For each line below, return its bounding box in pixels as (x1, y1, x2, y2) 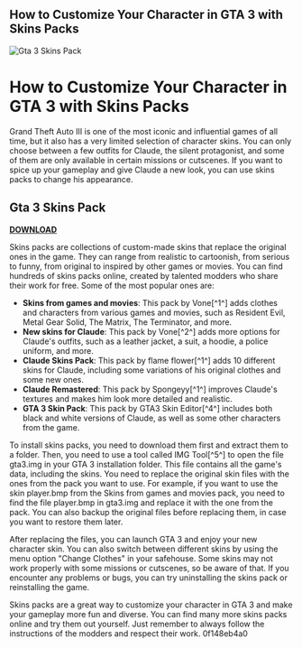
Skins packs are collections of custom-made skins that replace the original (9, 241, 287, 252)
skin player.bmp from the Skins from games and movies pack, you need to (9, 487, 286, 498)
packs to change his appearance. (9, 173, 133, 184)
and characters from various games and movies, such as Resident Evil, (22, 307, 286, 318)
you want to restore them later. (9, 516, 124, 527)
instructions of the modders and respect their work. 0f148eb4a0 (9, 627, 248, 639)
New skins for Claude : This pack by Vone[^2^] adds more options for (22, 326, 280, 337)
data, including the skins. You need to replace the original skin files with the (9, 468, 290, 479)
